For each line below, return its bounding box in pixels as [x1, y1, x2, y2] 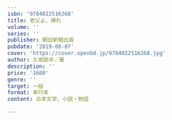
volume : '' [7, 23, 40, 30]
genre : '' [7, 76, 37, 83]
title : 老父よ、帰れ [7, 17, 62, 24]
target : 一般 [7, 83, 44, 90]
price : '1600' [7, 69, 50, 76]
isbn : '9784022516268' [7, 10, 74, 18]
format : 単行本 [7, 89, 49, 96]
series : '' [7, 30, 40, 37]
